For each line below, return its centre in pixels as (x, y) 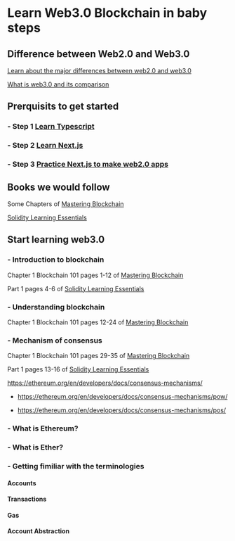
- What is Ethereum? (43, 428)
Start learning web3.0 (56, 240)
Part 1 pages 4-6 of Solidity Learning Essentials (76, 288)
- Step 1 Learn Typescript (51, 127)
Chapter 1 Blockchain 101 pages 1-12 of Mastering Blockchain (95, 275)
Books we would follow (59, 187)
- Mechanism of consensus (55, 340)
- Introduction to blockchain (56, 260)
